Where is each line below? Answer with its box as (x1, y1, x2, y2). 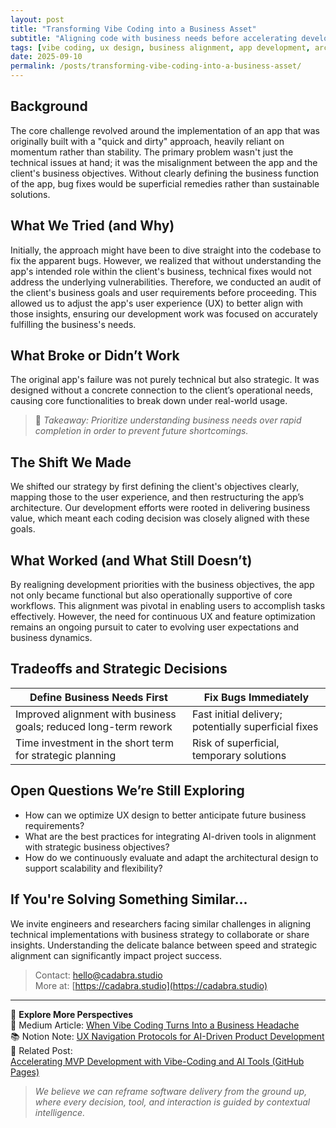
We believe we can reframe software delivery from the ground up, (34, 1085, 308, 1097)
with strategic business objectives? (24, 841, 170, 853)
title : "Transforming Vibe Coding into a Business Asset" (10, 24, 257, 34)
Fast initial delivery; (191, 707, 283, 721)
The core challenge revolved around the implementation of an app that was (10, 124, 320, 136)
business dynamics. (10, 632, 93, 644)
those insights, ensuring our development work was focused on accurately (10, 307, 318, 320)
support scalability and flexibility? (24, 862, 163, 874)
